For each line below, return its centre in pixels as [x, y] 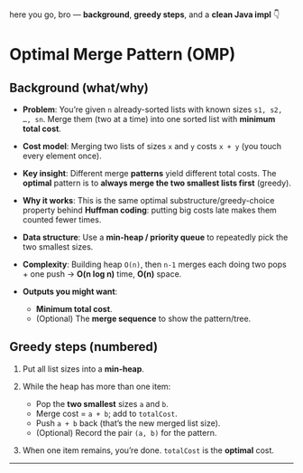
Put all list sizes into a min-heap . [83, 369]
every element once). [62, 156]
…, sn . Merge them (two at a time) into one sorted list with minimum [149, 119]
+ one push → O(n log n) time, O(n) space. [102, 274]
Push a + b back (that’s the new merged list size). [128, 423]
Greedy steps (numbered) [84, 347]
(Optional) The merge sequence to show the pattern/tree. [143, 318]
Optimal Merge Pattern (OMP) [123, 55]
